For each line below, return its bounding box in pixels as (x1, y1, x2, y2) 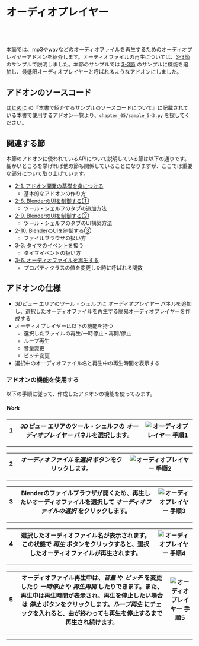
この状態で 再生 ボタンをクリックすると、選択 (21, 540, 150, 549)
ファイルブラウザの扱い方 (23, 235, 86, 242)
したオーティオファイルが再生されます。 (29, 549, 142, 558)
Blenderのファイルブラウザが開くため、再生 (21, 489, 145, 498)
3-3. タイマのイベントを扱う (14, 242, 84, 249)
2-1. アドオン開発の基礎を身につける (14, 182, 104, 190)
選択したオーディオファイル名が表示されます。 (20, 531, 150, 540)
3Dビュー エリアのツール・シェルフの (20, 422, 125, 430)
